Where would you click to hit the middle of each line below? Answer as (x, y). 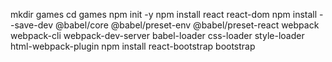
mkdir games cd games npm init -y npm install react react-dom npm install (164, 14)
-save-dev (32, 25)
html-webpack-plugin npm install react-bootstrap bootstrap (133, 46)
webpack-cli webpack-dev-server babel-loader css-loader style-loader (157, 35)
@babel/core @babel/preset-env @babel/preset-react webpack (187, 25)
